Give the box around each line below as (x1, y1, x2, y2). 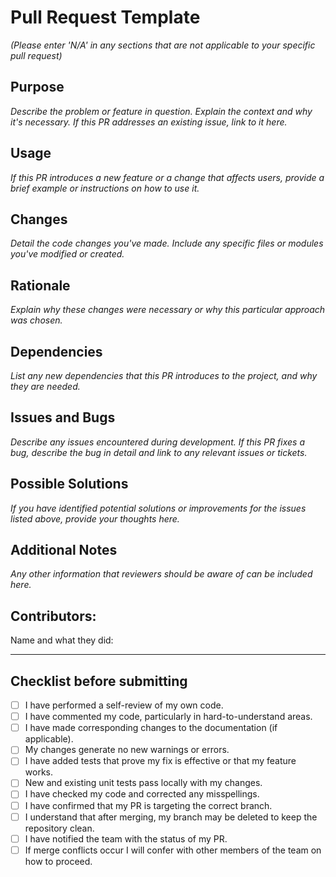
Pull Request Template (10, 6, 201, 29)
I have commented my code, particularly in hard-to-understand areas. (24, 711, 313, 723)
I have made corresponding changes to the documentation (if (24, 722, 278, 734)
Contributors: (10, 607, 97, 625)
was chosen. (10, 314, 63, 326)
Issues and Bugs (10, 409, 116, 426)
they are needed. (10, 381, 81, 392)
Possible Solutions (10, 476, 129, 493)
